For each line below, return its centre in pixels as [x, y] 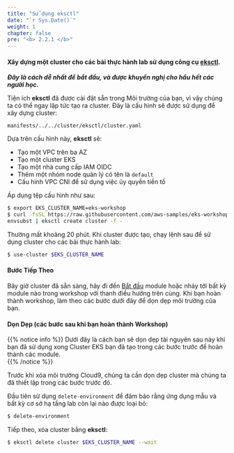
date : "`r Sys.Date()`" [42, 20]
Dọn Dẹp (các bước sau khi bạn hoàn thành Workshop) [88, 324]
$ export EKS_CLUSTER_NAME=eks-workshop [67, 208]
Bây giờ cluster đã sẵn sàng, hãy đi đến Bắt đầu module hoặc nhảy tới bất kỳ [117, 286]
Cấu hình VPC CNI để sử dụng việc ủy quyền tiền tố [91, 182]
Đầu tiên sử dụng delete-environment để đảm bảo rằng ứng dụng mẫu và [112, 396]
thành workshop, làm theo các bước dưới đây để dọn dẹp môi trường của [112, 301]
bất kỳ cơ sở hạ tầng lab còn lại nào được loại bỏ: [78, 404]
